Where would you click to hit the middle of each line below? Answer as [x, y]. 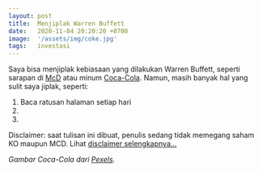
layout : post [30, 16]
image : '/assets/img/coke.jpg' [63, 39]
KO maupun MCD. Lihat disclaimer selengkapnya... [93, 144]
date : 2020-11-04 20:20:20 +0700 [68, 31]
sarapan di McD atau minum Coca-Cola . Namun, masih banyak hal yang [128, 78]
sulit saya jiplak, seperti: [49, 87]
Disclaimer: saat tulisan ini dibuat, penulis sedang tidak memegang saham [131, 135]
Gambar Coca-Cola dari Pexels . [62, 160]
